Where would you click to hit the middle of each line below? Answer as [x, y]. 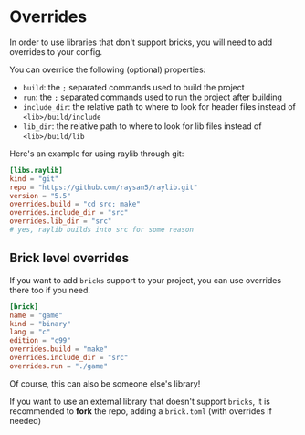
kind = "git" [34, 179]
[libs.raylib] [37, 170]
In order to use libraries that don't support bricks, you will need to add [141, 42]
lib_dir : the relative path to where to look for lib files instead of [142, 126]
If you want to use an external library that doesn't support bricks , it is [140, 401]
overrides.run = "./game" [58, 366]
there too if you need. [50, 290]
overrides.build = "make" [58, 349]
